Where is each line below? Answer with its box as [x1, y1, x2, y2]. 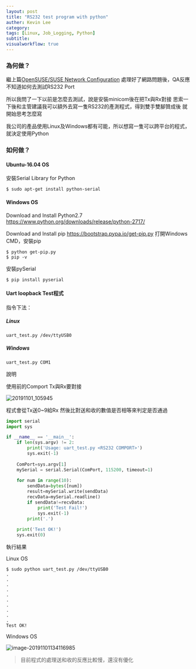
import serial [6, 418, 41, 424]
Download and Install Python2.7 [6, 212, 83, 219]
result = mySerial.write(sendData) [27, 489, 109, 495]
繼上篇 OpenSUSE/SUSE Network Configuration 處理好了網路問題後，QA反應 [6, 76, 190, 83]
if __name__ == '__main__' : [6, 434, 75, 440]
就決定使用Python [6, 130, 49, 137]
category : [6, 25, 30, 31]
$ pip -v [6, 254, 27, 260]
